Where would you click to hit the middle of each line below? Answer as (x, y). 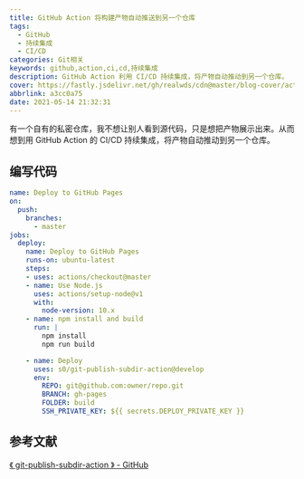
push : (28, 209)
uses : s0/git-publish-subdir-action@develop (119, 369)
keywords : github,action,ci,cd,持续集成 (84, 69)
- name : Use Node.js (64, 285)
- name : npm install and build (85, 319)
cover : (22, 85)
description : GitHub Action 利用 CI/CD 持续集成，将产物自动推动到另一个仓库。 (149, 77)
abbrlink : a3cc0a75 (46, 93)
